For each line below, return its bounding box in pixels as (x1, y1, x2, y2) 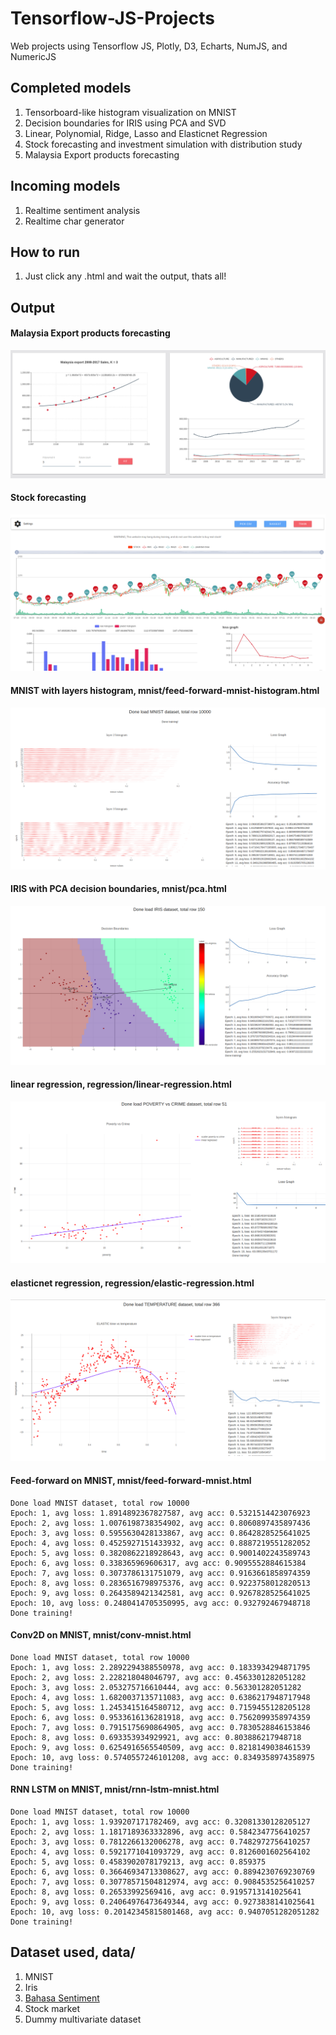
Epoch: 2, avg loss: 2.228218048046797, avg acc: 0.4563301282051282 (10, 1672, 307, 1682)
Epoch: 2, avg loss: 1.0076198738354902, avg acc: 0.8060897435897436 (10, 1518, 311, 1528)
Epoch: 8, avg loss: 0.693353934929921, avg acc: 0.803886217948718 (10, 1732, 302, 1742)
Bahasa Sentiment (24, 1992, 100, 2004)
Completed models (10, 80, 132, 97)
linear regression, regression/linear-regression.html (10, 1078, 232, 1091)
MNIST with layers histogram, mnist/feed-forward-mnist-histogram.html (10, 685, 320, 697)
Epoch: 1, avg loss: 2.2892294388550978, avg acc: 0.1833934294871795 (10, 1662, 311, 1672)
